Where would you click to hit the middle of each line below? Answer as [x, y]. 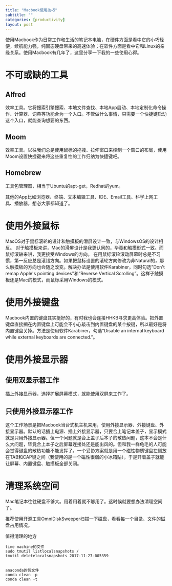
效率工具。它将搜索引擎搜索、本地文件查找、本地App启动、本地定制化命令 [84, 108]
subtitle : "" [19, 15]
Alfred [16, 94]
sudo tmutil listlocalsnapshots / [42, 551]
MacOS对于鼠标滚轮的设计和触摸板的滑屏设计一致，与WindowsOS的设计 [82, 241]
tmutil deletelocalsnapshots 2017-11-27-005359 [57, 556]
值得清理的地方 [21, 536]
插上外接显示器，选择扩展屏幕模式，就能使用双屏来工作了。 [68, 394]
